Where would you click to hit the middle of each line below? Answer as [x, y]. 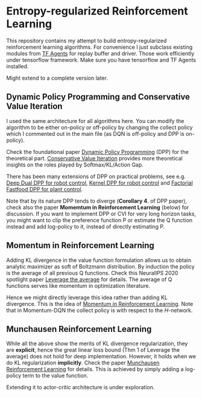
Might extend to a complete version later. [57, 78]
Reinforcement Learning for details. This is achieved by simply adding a [95, 369]
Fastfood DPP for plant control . [45, 189]
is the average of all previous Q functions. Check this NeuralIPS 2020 [92, 273]
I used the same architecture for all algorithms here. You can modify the [95, 121]
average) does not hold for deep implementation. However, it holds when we [101, 357]
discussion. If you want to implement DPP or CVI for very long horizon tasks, [101, 214]
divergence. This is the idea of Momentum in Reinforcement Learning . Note [100, 303]
